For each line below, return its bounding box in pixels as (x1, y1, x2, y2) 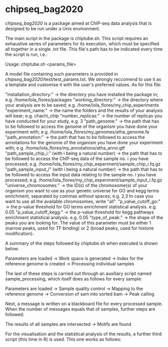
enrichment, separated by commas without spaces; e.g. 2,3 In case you (5, 193, 153, 199)
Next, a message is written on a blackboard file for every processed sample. (5, 301, 163, 307)
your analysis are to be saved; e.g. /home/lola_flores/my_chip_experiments (5, 102, 159, 108)
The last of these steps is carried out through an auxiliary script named (5, 270, 152, 276)
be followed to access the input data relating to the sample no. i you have (5, 171, 156, 177)
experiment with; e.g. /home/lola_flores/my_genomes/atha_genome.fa (5, 128, 149, 134)
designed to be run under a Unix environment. (5, 25, 100, 31)
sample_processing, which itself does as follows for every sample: (5, 275, 142, 282)
